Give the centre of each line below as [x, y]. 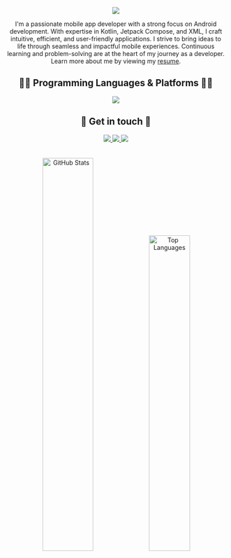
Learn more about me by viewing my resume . [116, 61]
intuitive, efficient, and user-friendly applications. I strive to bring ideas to [116, 39]
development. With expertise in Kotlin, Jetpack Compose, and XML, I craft [116, 31]
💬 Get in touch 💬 [116, 121]
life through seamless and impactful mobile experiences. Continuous [116, 46]
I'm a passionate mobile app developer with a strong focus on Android [116, 24]
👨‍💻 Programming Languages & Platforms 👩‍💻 [116, 83]
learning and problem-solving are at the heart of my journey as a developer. [116, 54]
